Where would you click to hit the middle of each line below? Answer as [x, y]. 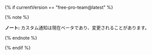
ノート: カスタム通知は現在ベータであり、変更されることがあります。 [77, 28]
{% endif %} [18, 48]
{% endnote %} [21, 38]
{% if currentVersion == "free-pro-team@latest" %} [59, 7]
